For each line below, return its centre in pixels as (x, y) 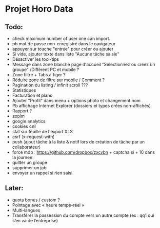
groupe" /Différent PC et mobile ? (46, 70)
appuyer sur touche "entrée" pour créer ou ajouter (63, 49)
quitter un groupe (30, 162)
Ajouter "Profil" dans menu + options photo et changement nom (76, 100)
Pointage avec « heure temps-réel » (48, 205)
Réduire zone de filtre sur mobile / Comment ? (58, 80)
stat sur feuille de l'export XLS (42, 132)
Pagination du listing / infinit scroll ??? (50, 85)
